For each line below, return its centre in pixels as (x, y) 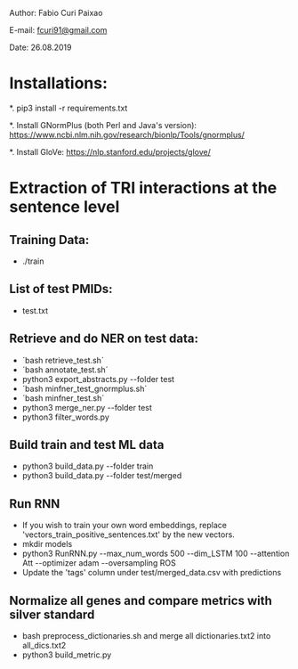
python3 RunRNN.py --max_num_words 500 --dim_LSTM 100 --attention (156, 554)
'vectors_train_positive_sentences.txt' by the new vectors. (129, 534)
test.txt (35, 310)
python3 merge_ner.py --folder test (87, 407)
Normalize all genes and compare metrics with (141, 600)
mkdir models (47, 544)
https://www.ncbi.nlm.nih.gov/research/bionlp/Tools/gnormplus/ (127, 135)
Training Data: (49, 240)
